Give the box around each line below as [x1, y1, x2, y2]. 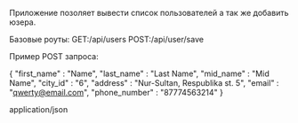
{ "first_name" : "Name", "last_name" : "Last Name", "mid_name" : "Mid [9, 68, 270, 79]
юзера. [9, 17, 36, 27]
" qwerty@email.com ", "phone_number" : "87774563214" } [9, 88, 224, 97]
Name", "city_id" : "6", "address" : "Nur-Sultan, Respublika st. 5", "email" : [9, 78, 279, 88]
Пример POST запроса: [9, 51, 100, 61]
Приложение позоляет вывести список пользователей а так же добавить [9, 8, 289, 18]
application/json [9, 104, 68, 114]
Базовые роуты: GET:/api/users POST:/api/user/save [9, 35, 205, 44]
